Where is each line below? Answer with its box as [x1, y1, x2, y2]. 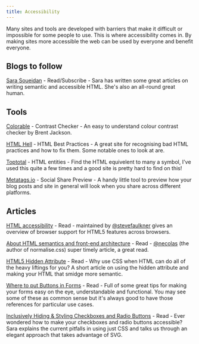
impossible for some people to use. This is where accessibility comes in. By [6, 31, 192, 39]
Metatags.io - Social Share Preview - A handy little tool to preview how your [6, 176, 192, 183]
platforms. [6, 189, 32, 196]
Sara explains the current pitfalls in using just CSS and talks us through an [6, 325, 188, 332]
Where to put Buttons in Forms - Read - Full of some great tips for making [6, 282, 187, 289]
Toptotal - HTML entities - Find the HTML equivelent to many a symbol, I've [6, 158, 192, 165]
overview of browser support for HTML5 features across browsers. [6, 229, 171, 236]
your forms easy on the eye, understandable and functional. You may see [6, 288, 186, 295]
